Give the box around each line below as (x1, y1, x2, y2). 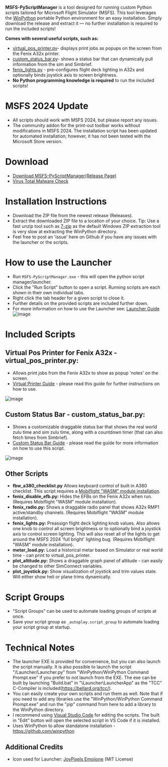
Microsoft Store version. (12, 138, 63, 144)
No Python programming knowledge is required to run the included (12, 78, 154, 83)
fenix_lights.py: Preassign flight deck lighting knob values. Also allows (12, 520, 160, 526)
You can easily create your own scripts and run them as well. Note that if (12, 690, 163, 697)
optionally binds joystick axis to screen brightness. (12, 72, 118, 78)
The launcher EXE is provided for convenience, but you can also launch (12, 659, 161, 665)
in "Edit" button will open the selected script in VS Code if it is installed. (12, 718, 160, 724)
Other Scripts (5, 469, 49, 478)
